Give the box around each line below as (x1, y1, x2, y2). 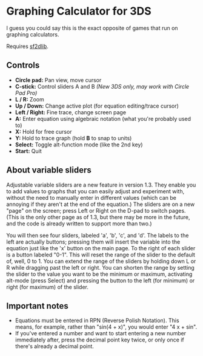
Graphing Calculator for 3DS (6, 4, 151, 18)
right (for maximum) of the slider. (6, 283, 89, 290)
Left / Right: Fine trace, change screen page (15, 108, 126, 116)
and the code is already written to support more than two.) (6, 220, 153, 227)
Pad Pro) (15, 89, 38, 97)
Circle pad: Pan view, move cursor (15, 76, 102, 83)
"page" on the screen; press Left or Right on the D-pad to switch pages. (6, 207, 186, 214)
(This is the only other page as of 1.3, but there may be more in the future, (6, 213, 190, 221)
